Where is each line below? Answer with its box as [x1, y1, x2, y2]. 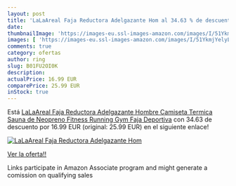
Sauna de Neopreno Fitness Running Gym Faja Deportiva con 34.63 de [7, 115, 213, 124]
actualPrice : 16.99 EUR [7, 75, 77, 83]
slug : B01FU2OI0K [7, 62, 58, 69]
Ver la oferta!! [7, 150, 47, 159]
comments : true [7, 43, 52, 50]
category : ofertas [7, 50, 61, 57]
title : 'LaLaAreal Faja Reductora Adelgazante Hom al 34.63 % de [7, 17, 202, 24]
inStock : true [7, 88, 49, 95]
